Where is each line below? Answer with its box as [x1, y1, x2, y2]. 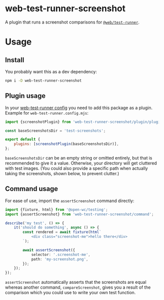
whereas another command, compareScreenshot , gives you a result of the [5, 284, 151, 290]
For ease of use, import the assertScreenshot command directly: [5, 198, 135, 204]
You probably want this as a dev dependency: [5, 69, 97, 74]
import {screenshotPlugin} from [5, 119, 71, 124]
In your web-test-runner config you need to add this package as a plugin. [5, 105, 153, 111]
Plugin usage [5, 92, 46, 100]
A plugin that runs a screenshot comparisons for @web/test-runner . [5, 19, 140, 25]
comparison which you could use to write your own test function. [5, 290, 136, 296]
